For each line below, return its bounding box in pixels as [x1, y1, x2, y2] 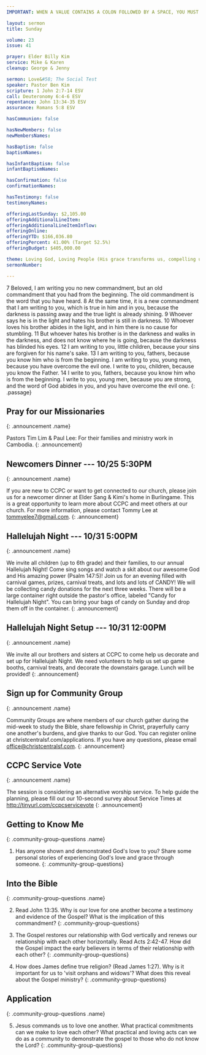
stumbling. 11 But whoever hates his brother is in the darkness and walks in [6, 330, 196, 337]
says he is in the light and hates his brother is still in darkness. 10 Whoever [6, 317, 194, 324]
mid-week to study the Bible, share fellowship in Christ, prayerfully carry [6, 723, 189, 730]
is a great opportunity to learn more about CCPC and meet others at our [6, 500, 188, 507]
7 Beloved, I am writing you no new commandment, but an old [6, 284, 162, 292]
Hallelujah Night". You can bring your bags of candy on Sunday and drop [6, 598, 190, 605]
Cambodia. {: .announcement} [6, 441, 83, 448]
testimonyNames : [6, 200, 48, 206]
